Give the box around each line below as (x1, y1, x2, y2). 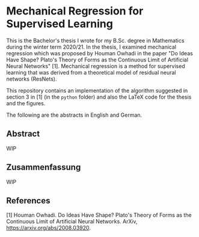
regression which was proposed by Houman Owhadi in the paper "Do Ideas (6, 49, 194, 57)
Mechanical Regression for (6, 4, 144, 18)
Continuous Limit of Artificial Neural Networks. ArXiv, (6, 218, 138, 225)
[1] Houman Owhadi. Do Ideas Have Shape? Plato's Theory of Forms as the (6, 212, 192, 219)
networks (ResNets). (6, 75, 57, 82)
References (6, 195, 51, 206)
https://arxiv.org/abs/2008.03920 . (6, 224, 91, 232)
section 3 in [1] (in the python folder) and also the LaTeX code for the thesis (6, 93, 192, 100)
